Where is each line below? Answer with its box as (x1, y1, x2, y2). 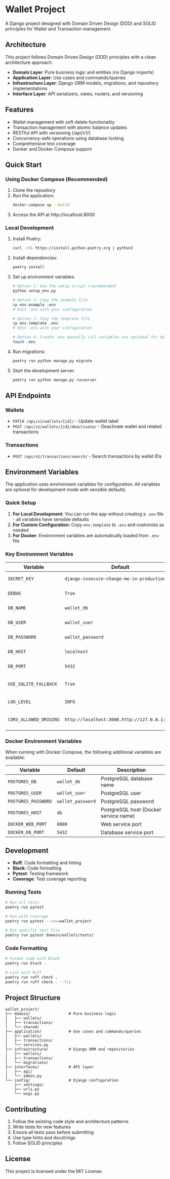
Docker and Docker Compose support (12, 146, 92, 152)
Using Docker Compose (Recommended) (5, 176, 108, 183)
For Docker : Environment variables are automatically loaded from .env (12, 532, 159, 538)
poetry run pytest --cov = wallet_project (5, 919, 92, 924)
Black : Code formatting (12, 865, 62, 871)
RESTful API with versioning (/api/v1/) (12, 129, 91, 135)
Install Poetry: (12, 236, 41, 242)
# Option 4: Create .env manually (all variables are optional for (12, 335, 158, 340)
